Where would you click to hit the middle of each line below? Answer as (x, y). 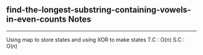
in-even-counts (37, 20)
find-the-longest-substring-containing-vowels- (99, 10)
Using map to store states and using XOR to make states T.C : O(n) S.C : (95, 39)
